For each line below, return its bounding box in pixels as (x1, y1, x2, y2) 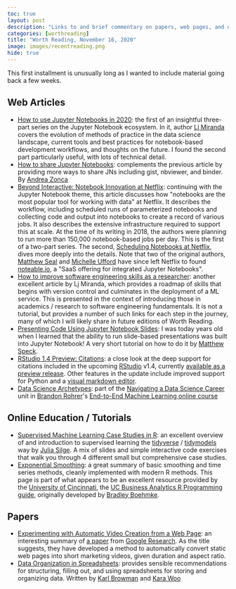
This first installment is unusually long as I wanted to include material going (7, 68, 225, 77)
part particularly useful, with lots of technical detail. (17, 153, 166, 161)
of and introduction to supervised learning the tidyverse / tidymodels (17, 438, 217, 446)
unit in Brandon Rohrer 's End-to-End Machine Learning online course (17, 391, 218, 400)
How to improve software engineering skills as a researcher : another (17, 272, 216, 280)
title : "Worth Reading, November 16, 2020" (7, 37, 137, 44)
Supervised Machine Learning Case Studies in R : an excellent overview (17, 430, 223, 439)
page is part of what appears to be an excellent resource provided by (17, 475, 218, 484)
